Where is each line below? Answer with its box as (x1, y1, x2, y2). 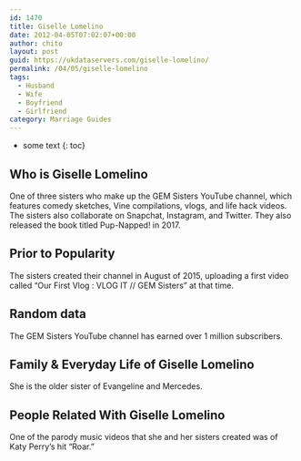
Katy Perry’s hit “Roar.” (9, 441, 95, 452)
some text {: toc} (22, 140, 86, 151)
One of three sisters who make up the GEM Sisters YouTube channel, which (9, 190, 293, 201)
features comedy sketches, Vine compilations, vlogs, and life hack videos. (9, 200, 287, 210)
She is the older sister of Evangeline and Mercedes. (9, 381, 203, 392)
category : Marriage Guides (9, 115, 112, 124)
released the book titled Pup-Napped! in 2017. (9, 220, 181, 230)
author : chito (9, 38, 64, 48)
